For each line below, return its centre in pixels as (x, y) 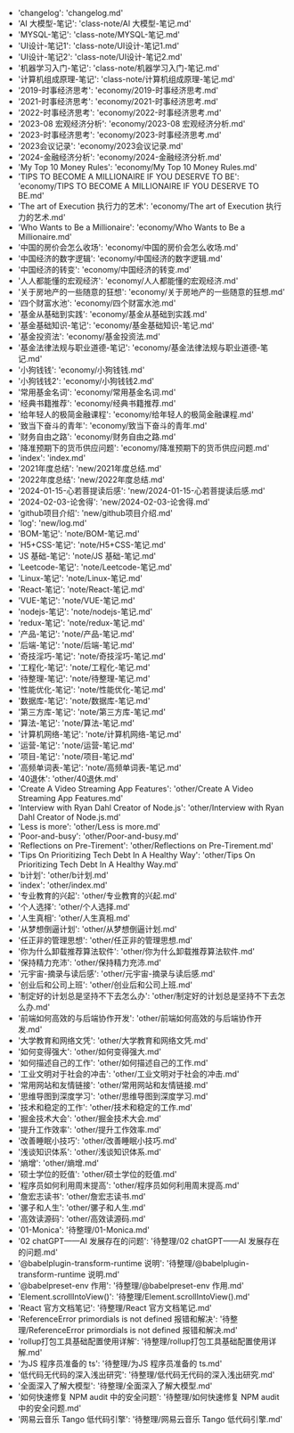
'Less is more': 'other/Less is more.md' (89, 827)
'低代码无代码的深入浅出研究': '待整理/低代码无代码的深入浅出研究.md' (146, 1375)
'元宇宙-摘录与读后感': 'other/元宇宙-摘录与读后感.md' (116, 974)
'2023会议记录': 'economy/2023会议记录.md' (100, 146)
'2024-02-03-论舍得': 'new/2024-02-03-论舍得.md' (114, 502)
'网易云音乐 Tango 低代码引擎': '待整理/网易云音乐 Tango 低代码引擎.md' (150, 1419)
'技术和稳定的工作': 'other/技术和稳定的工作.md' (105, 1107)
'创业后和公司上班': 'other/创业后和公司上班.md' (105, 985)
